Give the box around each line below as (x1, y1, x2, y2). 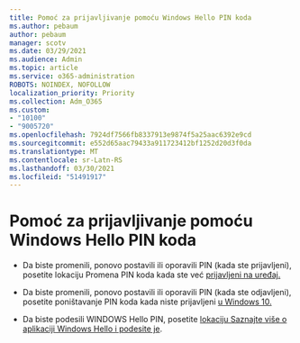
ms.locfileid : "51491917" (9, 172, 106, 181)
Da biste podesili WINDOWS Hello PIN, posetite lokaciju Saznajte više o (22, 314, 287, 325)
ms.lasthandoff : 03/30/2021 (9, 164, 115, 173)
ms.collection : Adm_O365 (9, 96, 103, 106)
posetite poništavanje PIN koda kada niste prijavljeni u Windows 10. (22, 296, 272, 307)
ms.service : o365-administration (9, 72, 135, 81)
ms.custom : (9, 105, 50, 114)
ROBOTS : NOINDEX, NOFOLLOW (9, 80, 111, 89)
